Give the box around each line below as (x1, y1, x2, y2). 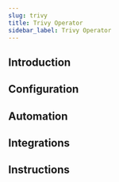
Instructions (8, 163, 70, 176)
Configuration (8, 82, 79, 96)
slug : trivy (8, 11, 48, 20)
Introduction (8, 55, 71, 69)
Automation (8, 109, 68, 123)
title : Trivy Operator (8, 19, 83, 27)
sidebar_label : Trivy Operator (8, 26, 112, 34)
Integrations (8, 136, 70, 150)
